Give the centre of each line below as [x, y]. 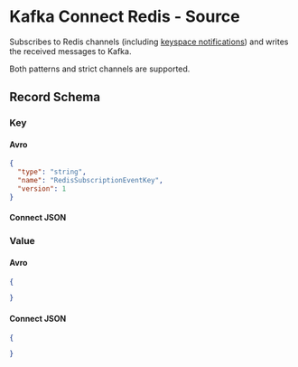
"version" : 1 [42, 189]
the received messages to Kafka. [70, 51]
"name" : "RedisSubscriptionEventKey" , [91, 181]
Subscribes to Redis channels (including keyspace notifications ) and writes [149, 42]
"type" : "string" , [52, 172]
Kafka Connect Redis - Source [125, 17]
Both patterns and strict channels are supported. [100, 69]
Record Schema [55, 97]
